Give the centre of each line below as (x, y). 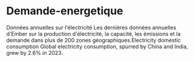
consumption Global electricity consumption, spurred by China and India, (97, 46)
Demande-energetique (65, 11)
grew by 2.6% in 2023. (35, 52)
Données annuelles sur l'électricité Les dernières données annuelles (91, 27)
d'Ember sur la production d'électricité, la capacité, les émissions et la (94, 33)
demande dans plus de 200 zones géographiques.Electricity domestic (94, 40)
